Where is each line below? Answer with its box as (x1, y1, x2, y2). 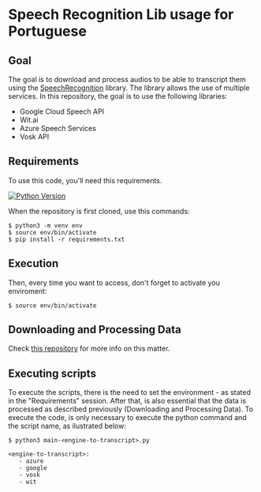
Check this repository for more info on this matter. (8, 344, 170, 353)
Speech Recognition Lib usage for (8, 6, 234, 24)
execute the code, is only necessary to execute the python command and (8, 413, 247, 423)
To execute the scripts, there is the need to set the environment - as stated (8, 388, 251, 397)
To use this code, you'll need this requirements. (8, 175, 162, 185)
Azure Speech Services (19, 124, 97, 133)
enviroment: (8, 286, 47, 295)
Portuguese (8, 22, 87, 40)
